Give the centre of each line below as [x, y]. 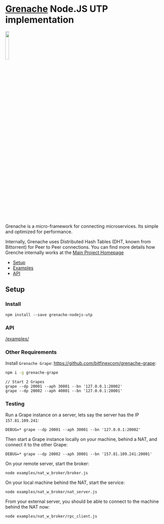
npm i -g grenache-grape [32, 373]
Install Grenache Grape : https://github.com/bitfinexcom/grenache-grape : [81, 363]
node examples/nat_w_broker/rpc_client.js [51, 516]
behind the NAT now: [28, 507]
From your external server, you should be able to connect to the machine [82, 501]
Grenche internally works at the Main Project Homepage [65, 253]
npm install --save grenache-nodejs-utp [49, 315]
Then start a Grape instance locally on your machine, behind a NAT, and [81, 439]
